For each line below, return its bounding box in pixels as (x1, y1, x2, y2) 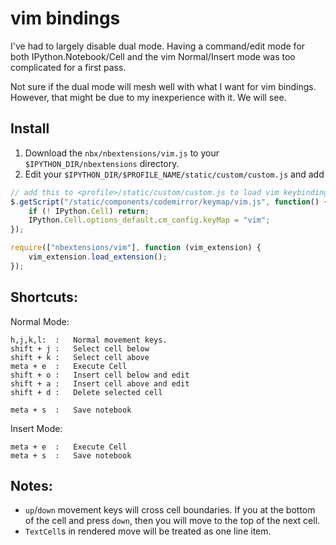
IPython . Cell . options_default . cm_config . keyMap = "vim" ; (28, 215, 271, 226)
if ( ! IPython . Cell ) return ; (28, 206, 150, 216)
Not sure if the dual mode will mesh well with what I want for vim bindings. (10, 80, 317, 92)
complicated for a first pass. (10, 61, 127, 73)
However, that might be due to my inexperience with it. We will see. (10, 91, 287, 103)
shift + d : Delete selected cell (10, 387, 163, 397)
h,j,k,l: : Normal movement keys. (10, 335, 168, 345)
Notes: (10, 477, 53, 494)
